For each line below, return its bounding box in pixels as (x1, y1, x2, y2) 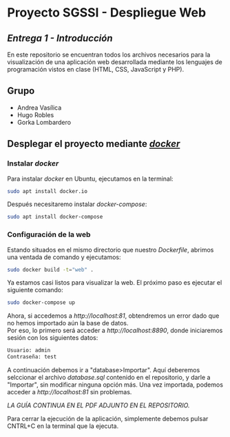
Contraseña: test (7, 354, 57, 360)
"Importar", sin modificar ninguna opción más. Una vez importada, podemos (7, 380, 224, 389)
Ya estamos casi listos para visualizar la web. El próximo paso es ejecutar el (7, 278, 222, 287)
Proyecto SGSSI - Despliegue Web (7, 5, 207, 21)
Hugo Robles (17, 110, 54, 119)
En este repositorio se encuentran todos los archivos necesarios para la (7, 50, 211, 59)
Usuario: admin (7, 347, 51, 354)
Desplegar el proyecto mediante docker (7, 138, 180, 150)
